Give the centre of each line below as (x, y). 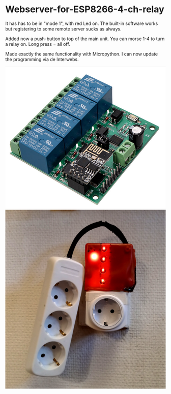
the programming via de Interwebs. (42, 59)
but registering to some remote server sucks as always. (63, 28)
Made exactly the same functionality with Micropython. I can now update (82, 54)
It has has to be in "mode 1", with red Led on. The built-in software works (82, 23)
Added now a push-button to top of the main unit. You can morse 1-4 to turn (85, 39)
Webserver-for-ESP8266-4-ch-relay (85, 9)
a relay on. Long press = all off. (38, 44)
